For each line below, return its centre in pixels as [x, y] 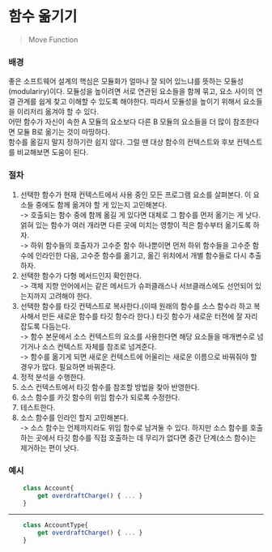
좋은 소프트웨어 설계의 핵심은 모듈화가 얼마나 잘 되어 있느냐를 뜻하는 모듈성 [126, 81]
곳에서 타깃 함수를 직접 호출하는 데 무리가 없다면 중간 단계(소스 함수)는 [146, 438]
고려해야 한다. [70, 296]
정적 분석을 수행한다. [53, 377]
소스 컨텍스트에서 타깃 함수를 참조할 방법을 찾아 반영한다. [110, 387]
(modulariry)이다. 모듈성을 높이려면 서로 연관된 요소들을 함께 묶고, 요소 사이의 [132, 92]
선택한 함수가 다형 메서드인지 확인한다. [81, 276]
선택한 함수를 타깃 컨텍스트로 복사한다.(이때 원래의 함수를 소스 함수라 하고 [136, 306]
